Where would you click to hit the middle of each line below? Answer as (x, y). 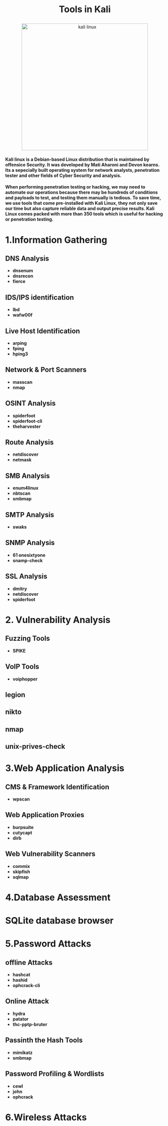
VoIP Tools (22, 667)
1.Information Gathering (56, 240)
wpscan (21, 799)
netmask (22, 460)
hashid (20, 980)
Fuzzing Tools (28, 639)
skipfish (21, 871)
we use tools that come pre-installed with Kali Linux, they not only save (81, 203)
